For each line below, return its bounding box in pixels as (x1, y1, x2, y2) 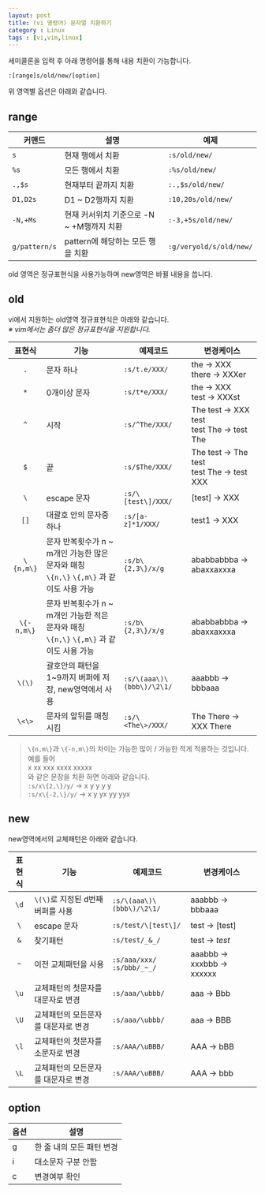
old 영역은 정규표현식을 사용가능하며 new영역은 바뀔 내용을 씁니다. (8, 270, 213, 279)
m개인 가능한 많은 (46, 547, 109, 558)
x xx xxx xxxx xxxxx (27, 762, 93, 772)
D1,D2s (12, 195, 37, 204)
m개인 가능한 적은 (46, 610, 109, 621)
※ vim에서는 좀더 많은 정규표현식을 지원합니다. (8, 324, 151, 334)
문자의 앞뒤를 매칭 (46, 710, 109, 721)
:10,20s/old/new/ (168, 195, 233, 204)
